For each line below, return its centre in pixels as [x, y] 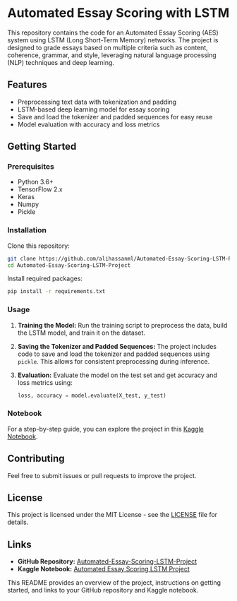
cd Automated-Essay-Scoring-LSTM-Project [69, 265]
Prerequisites [31, 167]
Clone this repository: [39, 246]
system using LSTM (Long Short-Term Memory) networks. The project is [113, 40]
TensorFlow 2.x [40, 189]
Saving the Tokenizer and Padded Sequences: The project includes [117, 346]
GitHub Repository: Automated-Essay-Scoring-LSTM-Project [107, 561]
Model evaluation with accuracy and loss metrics [89, 124]
